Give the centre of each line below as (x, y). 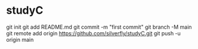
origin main (20, 39)
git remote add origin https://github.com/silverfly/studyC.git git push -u (93, 33)
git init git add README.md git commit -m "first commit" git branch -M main (99, 27)
